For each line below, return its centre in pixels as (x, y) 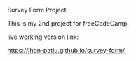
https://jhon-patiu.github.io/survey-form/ (66, 50)
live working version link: (43, 37)
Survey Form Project (37, 10)
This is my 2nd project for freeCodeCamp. (68, 23)
